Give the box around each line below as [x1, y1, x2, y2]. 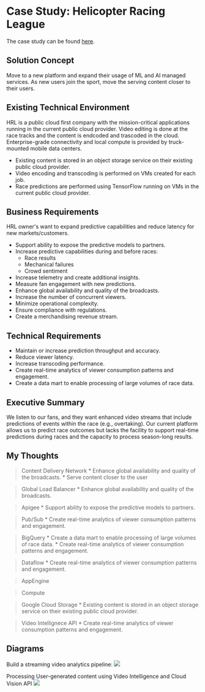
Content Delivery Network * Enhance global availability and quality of [21, 467, 196, 474]
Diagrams [6, 644, 44, 654]
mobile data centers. [30, 145, 83, 152]
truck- [168, 138, 184, 145]
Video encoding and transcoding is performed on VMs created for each [15, 170, 196, 177]
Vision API [6, 680, 32, 687]
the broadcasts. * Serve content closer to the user [21, 473, 148, 481]
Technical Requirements [6, 331, 102, 341]
